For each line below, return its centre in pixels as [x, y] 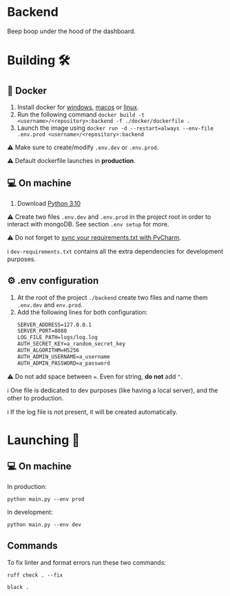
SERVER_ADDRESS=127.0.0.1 [54, 325]
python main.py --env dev [44, 525]
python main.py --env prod [46, 499]
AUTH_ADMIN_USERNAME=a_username [63, 356]
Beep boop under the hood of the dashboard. [72, 31]
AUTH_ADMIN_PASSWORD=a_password [63, 363]
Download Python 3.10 [49, 203]
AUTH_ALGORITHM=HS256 [48, 350]
